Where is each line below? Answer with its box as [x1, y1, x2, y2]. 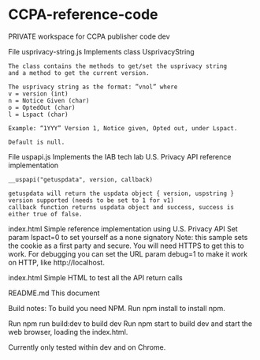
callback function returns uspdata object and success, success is [8, 203, 235, 211]
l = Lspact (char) [8, 111, 69, 118]
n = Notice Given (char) [8, 96, 90, 104]
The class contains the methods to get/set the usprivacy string [8, 62, 227, 70]
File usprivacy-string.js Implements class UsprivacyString [8, 47, 195, 56]
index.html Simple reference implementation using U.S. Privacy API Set [8, 223, 238, 234]
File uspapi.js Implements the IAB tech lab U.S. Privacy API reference [8, 152, 232, 161]
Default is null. [8, 138, 65, 146]
